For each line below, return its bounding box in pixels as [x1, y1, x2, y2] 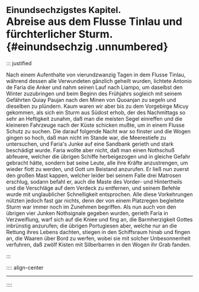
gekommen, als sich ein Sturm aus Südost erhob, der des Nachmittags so [6, 108, 185, 116]
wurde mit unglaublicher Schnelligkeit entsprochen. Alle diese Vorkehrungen [6, 191, 193, 198]
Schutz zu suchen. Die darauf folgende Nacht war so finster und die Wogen [6, 127, 191, 134]
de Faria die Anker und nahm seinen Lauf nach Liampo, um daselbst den [6, 84, 183, 91]
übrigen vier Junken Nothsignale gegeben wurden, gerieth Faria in [6, 209, 169, 217]
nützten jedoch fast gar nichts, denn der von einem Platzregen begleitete [6, 197, 185, 204]
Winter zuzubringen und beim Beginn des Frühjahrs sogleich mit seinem [6, 90, 182, 97]
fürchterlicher [6, 28, 76, 41]
